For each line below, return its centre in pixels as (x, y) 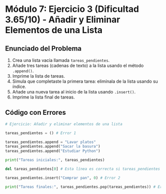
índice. (19, 87)
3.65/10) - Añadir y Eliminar (63, 20)
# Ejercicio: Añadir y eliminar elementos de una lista (64, 124)
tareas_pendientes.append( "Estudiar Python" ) (53, 151)
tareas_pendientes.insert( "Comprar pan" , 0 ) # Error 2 (63, 178)
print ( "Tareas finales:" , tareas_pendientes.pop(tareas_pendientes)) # (80, 187)
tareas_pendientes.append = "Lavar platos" (51, 142)
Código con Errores (36, 113)
